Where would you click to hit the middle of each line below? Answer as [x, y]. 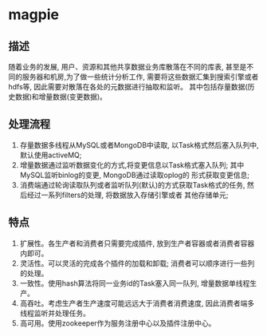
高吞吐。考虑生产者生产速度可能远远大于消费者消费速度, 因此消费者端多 [137, 303]
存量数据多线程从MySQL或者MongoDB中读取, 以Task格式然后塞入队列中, [139, 144]
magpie [34, 15]
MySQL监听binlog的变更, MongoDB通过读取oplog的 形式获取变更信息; [134, 175]
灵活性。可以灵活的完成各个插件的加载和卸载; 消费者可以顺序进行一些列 [137, 263]
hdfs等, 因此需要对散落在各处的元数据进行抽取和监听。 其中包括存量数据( [128, 87]
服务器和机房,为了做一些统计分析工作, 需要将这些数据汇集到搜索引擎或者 [140, 77]
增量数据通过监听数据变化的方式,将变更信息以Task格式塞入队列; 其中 [132, 164]
